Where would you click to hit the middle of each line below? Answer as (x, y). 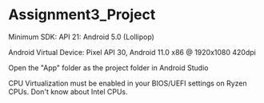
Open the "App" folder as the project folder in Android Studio (108, 67)
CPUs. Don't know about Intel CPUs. (68, 91)
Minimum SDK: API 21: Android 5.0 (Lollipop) (81, 37)
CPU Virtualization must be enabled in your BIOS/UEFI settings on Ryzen (128, 83)
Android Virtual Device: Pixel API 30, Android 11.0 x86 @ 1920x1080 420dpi (132, 52)
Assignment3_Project (82, 15)
